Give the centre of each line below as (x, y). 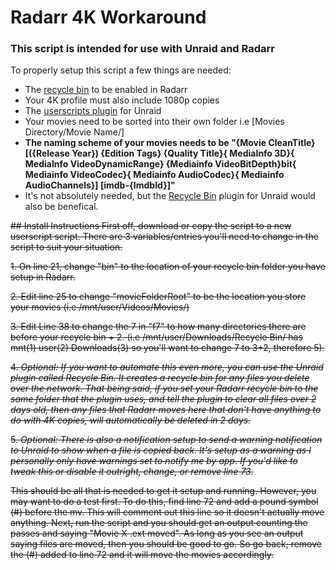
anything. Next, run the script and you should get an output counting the (159, 523)
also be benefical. (61, 207)
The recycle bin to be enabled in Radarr (106, 90)
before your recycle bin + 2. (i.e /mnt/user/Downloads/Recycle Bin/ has (156, 337)
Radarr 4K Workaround (108, 17)
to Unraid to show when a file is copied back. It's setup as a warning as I (161, 450)
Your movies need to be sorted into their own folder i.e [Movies (154, 122)
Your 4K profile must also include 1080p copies (122, 100)
